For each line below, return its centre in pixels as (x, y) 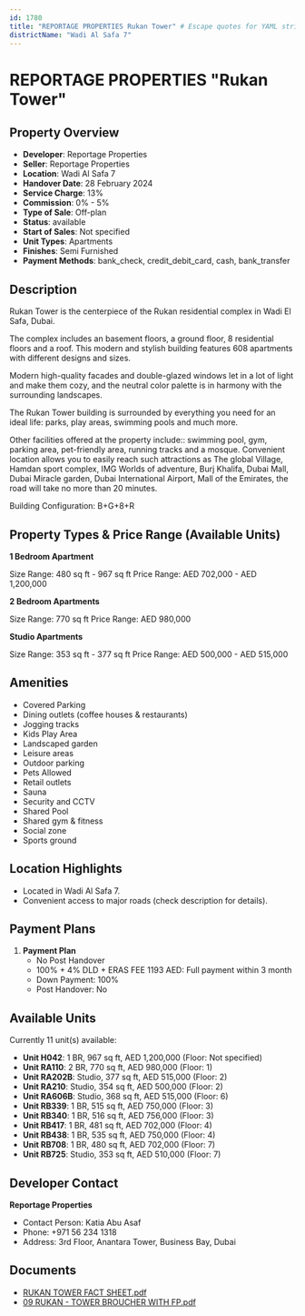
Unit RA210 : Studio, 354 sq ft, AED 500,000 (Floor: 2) (123, 1087)
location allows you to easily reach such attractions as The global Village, (146, 460)
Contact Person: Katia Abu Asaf (82, 1223)
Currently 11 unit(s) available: (63, 1040)
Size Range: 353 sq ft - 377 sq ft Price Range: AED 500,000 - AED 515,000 (149, 654)
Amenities (39, 683)
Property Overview (64, 132)
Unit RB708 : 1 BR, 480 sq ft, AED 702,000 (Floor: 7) (119, 1145)
